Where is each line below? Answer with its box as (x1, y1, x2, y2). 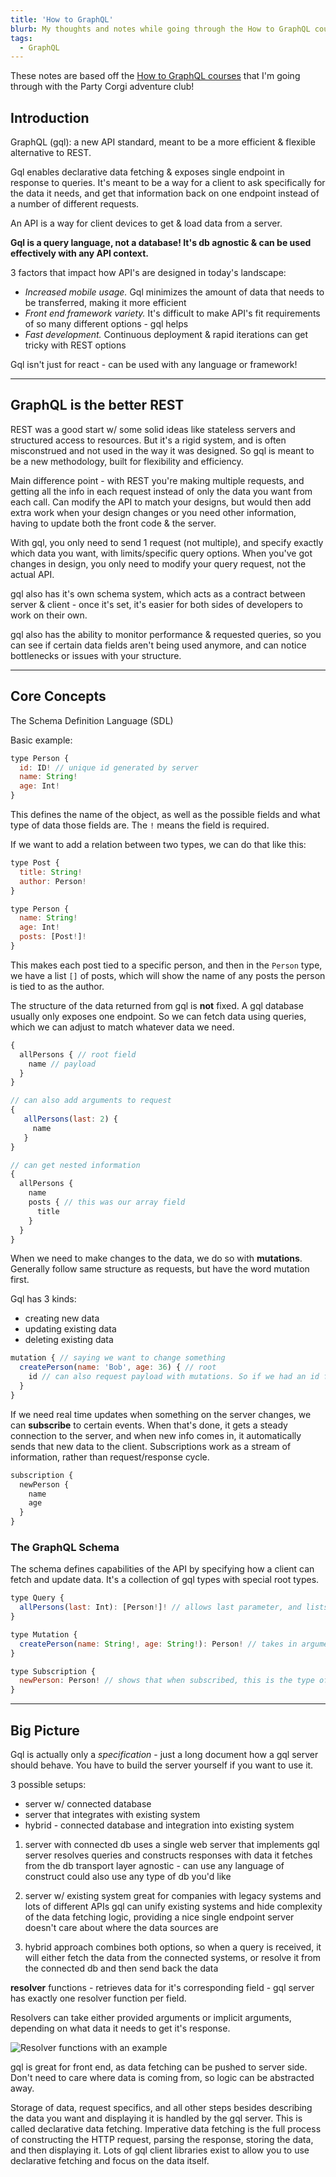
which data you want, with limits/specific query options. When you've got (10, 547, 313, 559)
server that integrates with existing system (24, 1809, 201, 1821)
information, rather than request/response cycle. (10, 1451, 210, 1463)
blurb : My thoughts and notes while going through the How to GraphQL (10, 24, 311, 34)
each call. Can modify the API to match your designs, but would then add (10, 496, 312, 508)
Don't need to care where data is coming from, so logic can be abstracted (10, 2072, 315, 2084)
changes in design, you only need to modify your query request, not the (10, 557, 307, 570)
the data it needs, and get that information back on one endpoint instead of (10, 187, 320, 200)
